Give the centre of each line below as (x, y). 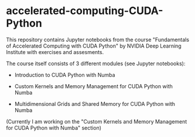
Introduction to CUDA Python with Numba (65, 75)
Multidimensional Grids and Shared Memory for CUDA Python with (95, 103)
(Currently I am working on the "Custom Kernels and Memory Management (97, 121)
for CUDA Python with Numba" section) (54, 128)
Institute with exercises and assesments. (55, 52)
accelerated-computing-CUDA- (85, 11)
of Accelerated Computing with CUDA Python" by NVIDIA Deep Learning (94, 46)
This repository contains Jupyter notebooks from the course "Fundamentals (97, 39)
